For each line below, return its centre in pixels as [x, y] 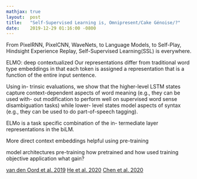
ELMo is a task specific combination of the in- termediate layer [82, 123]
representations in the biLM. [40, 129]
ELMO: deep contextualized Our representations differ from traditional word [98, 63]
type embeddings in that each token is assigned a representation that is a [95, 69]
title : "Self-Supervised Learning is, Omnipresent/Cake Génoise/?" [93, 22]
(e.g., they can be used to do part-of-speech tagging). [72, 112]
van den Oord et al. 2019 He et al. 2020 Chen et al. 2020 [75, 170]
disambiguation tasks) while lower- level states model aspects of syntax [93, 105]
